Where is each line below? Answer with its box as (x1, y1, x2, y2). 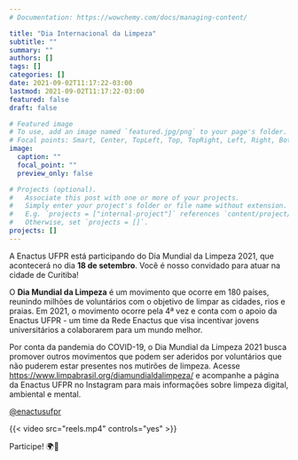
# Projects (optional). (9, 185, 98, 194)
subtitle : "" (9, 37, 58, 46)
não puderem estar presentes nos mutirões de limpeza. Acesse (9, 361, 241, 371)
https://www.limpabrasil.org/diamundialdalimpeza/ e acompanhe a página (9, 369, 279, 380)
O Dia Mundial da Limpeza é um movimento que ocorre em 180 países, (9, 286, 270, 297)
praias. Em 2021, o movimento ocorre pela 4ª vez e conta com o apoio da (9, 305, 278, 316)
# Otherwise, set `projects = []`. (9, 218, 149, 227)
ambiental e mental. (9, 388, 82, 400)
